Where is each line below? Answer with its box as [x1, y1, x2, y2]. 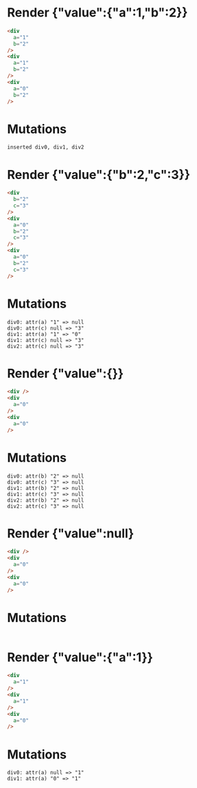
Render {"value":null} [7, 525, 135, 541]
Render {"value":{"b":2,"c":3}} [7, 167, 191, 182]
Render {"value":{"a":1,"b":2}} [7, 5, 188, 21]
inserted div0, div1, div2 [7, 144, 84, 151]
